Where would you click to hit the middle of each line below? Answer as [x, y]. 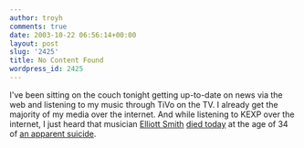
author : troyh [37, 18]
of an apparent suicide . [53, 133]
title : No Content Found [57, 60]
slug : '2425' [34, 52]
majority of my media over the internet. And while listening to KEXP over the [152, 114]
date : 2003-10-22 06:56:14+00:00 [73, 35]
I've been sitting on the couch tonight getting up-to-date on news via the [146, 95]
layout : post [34, 43]
